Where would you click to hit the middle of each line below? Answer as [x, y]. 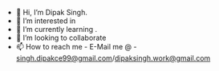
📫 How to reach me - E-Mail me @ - [77, 47]
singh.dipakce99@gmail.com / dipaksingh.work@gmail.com [113, 58]
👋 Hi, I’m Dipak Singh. [52, 12]
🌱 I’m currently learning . [57, 29]
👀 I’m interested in [46, 21]
